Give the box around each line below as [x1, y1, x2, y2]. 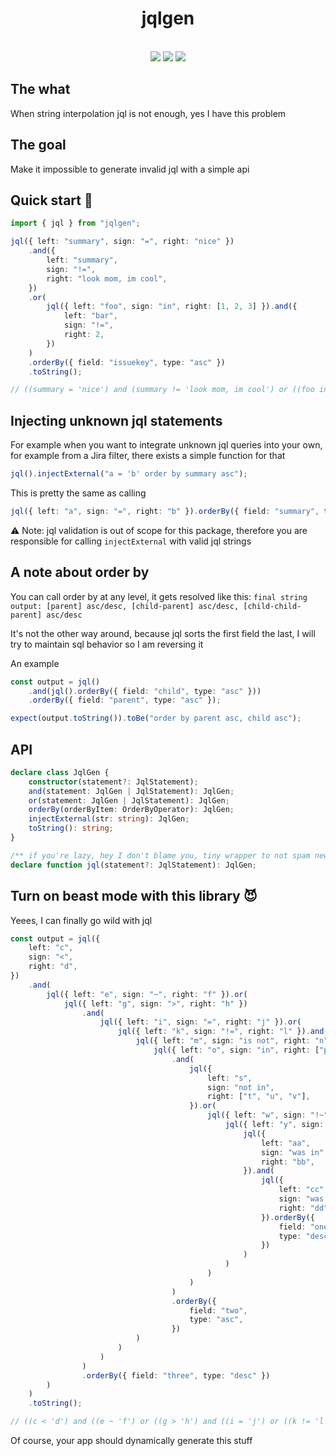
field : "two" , [189, 1305, 248, 1316]
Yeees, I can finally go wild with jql [10, 914, 153, 926]
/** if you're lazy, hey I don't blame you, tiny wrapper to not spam [10, 850, 311, 861]
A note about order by [10, 564, 150, 581]
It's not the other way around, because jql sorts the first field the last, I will [10, 627, 316, 639]
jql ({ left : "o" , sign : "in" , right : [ [153, 1045, 320, 1055]
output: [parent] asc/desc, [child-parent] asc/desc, [10, 601, 240, 611]
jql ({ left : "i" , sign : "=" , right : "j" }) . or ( [99, 1017, 302, 1027]
